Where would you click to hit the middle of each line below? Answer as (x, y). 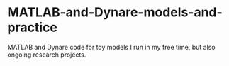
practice (33, 27)
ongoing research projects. (47, 55)
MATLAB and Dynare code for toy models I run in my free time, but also (111, 47)
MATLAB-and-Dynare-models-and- (115, 12)
